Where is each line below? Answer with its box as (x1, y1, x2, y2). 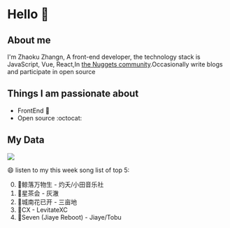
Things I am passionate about (7, 87, 139, 100)
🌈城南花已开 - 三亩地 (17, 197, 78, 206)
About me (7, 34, 51, 46)
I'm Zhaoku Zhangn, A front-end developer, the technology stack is (7, 52, 201, 61)
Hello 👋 (7, 6, 49, 22)
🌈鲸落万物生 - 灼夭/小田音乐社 (17, 180, 104, 188)
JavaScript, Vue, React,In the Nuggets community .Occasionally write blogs (7, 60, 223, 69)
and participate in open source (7, 68, 96, 76)
